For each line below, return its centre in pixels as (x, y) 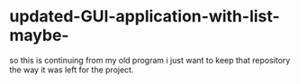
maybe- (39, 35)
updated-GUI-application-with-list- (145, 17)
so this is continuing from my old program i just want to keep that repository (150, 60)
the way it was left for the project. (72, 70)
